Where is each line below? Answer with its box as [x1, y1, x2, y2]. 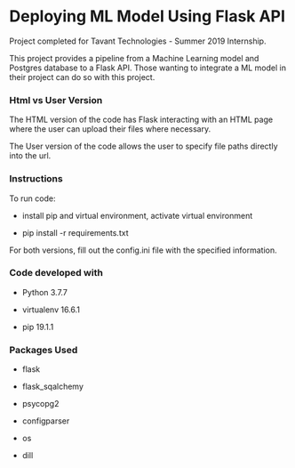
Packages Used [9, 343, 78, 356]
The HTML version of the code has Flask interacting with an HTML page [9, 114, 274, 125]
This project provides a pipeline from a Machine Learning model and [9, 52, 259, 63]
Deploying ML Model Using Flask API [9, 6, 286, 27]
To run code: [9, 193, 56, 204]
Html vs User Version [9, 93, 103, 106]
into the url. [9, 150, 52, 161]
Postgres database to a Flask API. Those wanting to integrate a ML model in [9, 62, 287, 73]
